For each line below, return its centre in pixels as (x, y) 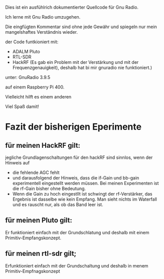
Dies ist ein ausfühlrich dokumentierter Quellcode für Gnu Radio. (72, 7)
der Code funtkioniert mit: (32, 42)
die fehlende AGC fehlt (36, 172)
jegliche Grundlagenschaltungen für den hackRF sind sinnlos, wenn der (79, 157)
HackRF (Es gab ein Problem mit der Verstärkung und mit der (75, 62)
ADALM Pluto (26, 52)
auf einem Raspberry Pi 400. (35, 87)
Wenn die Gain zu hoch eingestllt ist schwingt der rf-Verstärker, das (82, 194)
